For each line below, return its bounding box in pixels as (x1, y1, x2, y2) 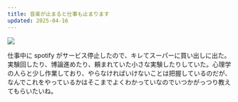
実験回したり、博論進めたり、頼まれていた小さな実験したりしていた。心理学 (7, 60, 232, 68)
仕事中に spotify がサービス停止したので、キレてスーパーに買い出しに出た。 (7, 51, 231, 59)
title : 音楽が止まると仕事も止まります (7, 10, 110, 18)
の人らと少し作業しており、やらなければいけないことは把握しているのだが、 (7, 68, 232, 77)
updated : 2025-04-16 (7, 17, 69, 24)
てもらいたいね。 (7, 86, 58, 95)
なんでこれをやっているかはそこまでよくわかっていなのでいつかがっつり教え (7, 78, 232, 86)
